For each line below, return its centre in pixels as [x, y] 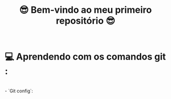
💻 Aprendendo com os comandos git [85, 57]
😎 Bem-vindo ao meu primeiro [85, 10]
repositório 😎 [85, 21]
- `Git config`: [19, 91]
